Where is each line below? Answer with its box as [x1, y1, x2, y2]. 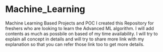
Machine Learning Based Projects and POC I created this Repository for [5, 20, 154, 26]
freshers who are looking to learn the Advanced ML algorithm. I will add [5, 25, 154, 31]
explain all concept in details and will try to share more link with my [5, 36, 144, 42]
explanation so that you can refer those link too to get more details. [5, 41, 145, 47]
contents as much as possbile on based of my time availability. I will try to [5, 30, 158, 36]
